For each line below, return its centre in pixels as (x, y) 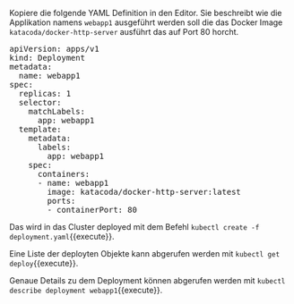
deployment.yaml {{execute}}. (62, 236)
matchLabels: (56, 111)
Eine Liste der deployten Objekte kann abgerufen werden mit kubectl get (145, 253)
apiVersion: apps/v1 (55, 49)
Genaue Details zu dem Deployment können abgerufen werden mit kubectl (147, 280)
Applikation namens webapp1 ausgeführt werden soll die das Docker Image (146, 22)
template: (40, 129)
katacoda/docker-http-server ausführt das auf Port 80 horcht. (124, 32)
